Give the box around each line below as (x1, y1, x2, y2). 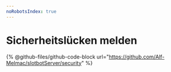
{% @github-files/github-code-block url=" (6, 53, 109, 60)
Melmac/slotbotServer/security (6, 59, 82, 66)
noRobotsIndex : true (6, 8, 57, 15)
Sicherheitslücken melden (6, 33, 137, 47)
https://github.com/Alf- (108, 53, 165, 60)
